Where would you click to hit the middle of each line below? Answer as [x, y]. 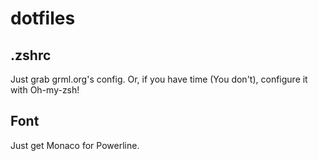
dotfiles [43, 18]
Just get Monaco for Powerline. [75, 145]
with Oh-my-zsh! [45, 90]
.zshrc [31, 55]
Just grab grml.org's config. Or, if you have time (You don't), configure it [159, 79]
